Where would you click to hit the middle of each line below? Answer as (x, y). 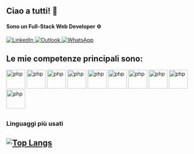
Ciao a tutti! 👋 (32, 11)
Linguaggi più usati (35, 123)
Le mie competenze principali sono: (75, 59)
